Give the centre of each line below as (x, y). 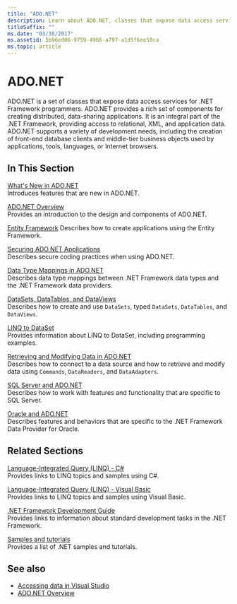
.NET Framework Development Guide (61, 510)
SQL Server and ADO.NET (45, 385)
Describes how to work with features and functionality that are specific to (114, 392)
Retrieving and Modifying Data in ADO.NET (69, 356)
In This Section (41, 168)
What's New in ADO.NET (43, 185)
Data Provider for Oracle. (43, 429)
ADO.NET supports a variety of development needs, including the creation (115, 131)
